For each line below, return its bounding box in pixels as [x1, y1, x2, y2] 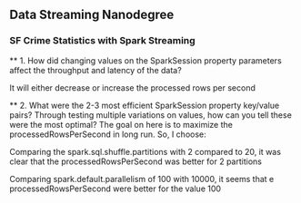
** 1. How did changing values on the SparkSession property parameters [9, 54, 282, 66]
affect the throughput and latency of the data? [9, 64, 182, 75]
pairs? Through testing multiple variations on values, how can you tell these [9, 109, 293, 121]
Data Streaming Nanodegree [9, 7, 175, 23]
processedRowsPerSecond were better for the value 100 [9, 183, 221, 194]
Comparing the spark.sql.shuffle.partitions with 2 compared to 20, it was [9, 146, 282, 157]
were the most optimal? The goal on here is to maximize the [9, 119, 234, 130]
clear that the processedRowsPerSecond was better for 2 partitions [9, 156, 262, 167]
